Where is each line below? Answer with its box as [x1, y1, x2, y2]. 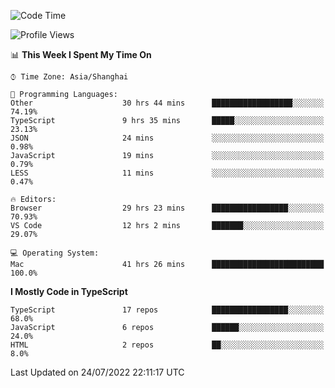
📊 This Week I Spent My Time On [10, 49, 152, 60]
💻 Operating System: [10, 248, 100, 258]
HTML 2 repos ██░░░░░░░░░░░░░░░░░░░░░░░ [10, 340, 325, 350]
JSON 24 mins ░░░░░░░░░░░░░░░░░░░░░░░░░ [10, 133, 325, 143]
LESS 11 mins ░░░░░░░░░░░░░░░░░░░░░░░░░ [10, 168, 325, 178]
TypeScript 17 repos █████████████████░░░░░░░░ [10, 305, 325, 315]
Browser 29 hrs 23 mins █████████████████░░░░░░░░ [10, 203, 325, 213]
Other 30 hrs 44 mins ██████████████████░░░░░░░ [10, 98, 325, 108]
